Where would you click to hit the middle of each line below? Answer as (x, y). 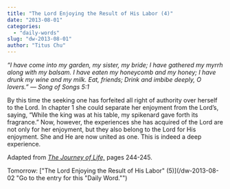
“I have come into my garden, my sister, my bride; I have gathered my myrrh (115, 65)
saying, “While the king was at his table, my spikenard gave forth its (103, 115)
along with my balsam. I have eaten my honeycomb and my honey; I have (112, 72)
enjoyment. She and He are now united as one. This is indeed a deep (104, 137)
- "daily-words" (36, 33)
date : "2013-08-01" (35, 20)
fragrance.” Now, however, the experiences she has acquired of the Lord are (115, 122)
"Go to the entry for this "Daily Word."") (72, 178)
